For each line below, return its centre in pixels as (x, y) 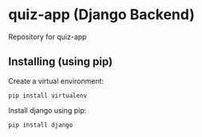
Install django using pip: (48, 110)
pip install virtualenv (48, 96)
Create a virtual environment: (56, 80)
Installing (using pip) (61, 62)
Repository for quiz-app (48, 37)
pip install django (41, 125)
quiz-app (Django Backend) (102, 15)
